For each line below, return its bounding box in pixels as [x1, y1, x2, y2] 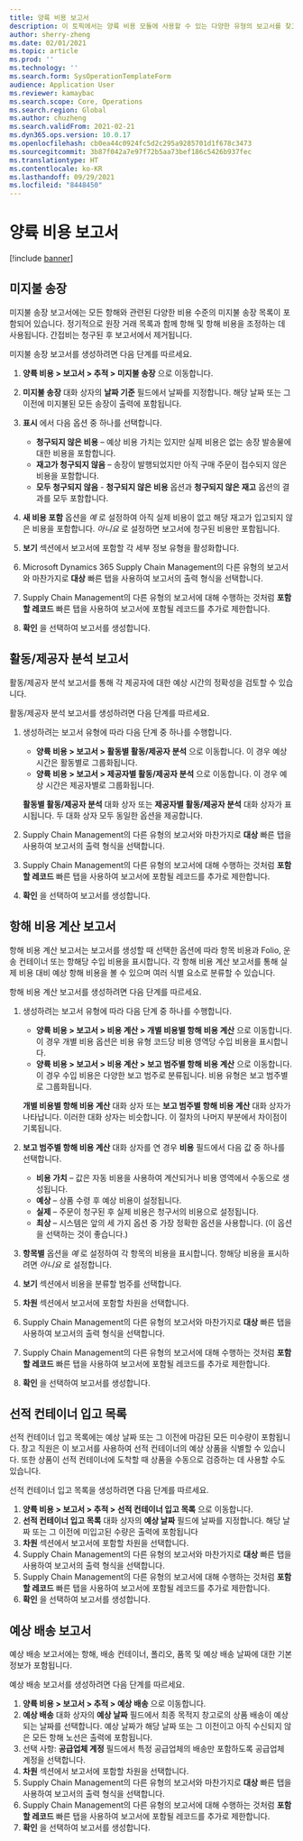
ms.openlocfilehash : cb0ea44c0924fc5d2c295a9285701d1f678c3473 [9, 139, 252, 148]
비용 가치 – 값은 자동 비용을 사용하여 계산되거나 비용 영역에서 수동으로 [35, 1172, 280, 1183]
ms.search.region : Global [9, 105, 106, 114]
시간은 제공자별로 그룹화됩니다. [45, 779, 155, 790]
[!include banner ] [9, 253, 74, 264]
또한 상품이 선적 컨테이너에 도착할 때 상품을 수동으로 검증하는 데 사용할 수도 [21, 1454, 286, 1465]
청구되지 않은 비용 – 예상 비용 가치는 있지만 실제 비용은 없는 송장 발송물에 [35, 436, 291, 447]
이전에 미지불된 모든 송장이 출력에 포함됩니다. [22, 398, 182, 408]
